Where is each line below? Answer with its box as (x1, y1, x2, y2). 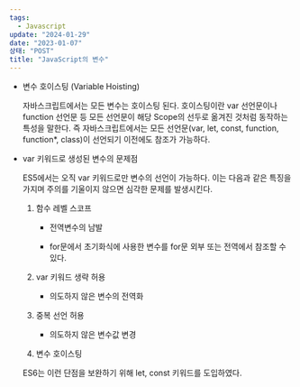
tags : (9, 13, 30, 23)
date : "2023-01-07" (9, 38, 83, 48)
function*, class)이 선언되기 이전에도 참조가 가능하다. (22, 134, 211, 144)
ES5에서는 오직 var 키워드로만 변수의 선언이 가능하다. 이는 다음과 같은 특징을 (22, 172, 292, 183)
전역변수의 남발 (49, 222, 104, 233)
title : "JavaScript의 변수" (9, 55, 110, 64)
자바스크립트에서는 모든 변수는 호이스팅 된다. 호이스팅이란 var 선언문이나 (22, 100, 277, 111)
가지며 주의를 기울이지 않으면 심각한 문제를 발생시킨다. (22, 184, 214, 194)
